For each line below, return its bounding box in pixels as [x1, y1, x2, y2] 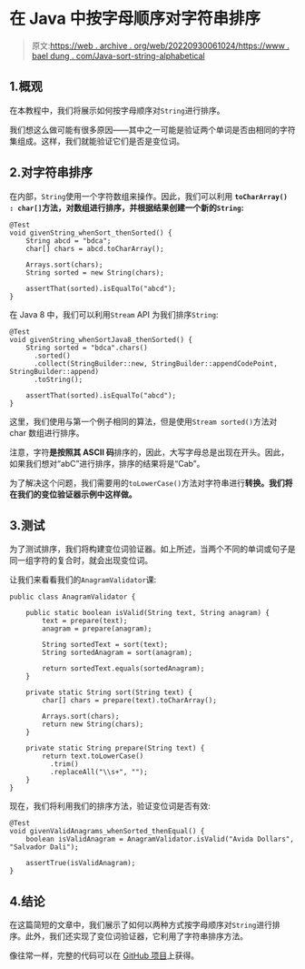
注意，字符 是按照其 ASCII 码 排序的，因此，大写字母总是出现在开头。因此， [9, 447, 290, 458]
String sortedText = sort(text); [42, 641, 169, 650]
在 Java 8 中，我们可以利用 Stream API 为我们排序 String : [9, 308, 219, 319]
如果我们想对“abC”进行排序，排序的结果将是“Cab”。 [9, 458, 205, 469]
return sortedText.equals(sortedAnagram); [42, 664, 205, 673]
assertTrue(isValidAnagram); [25, 859, 136, 868]
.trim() [49, 760, 79, 769]
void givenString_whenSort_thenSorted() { [9, 228, 172, 237]
